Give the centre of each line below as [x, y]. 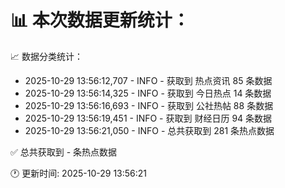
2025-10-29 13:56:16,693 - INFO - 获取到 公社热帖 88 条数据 [149, 105]
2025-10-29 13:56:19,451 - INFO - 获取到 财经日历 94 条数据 [148, 118]
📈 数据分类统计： [46, 56]
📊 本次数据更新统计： [100, 20]
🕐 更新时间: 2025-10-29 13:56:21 [79, 173]
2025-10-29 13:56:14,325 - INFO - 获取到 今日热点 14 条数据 [148, 93]
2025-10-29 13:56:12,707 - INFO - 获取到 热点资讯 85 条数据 [148, 80]
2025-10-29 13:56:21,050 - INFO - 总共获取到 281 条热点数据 [149, 130]
